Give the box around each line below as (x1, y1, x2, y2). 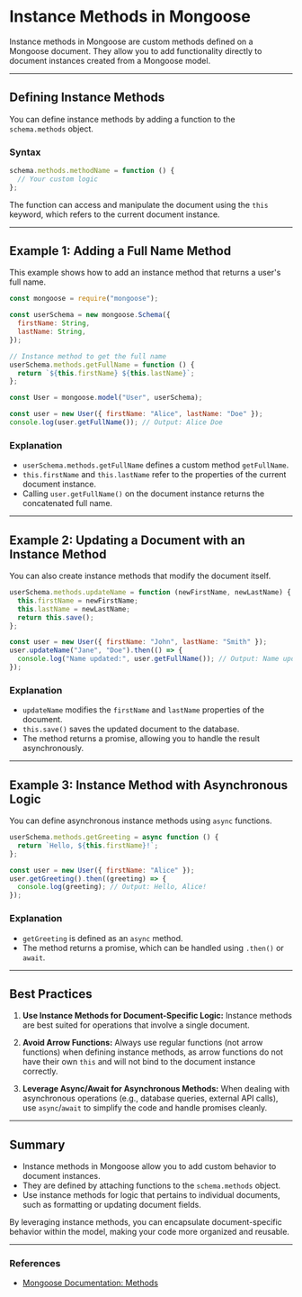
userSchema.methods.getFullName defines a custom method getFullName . (22, 459, 289, 470)
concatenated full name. (22, 498, 113, 509)
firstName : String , (17, 319, 91, 328)
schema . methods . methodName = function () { (9, 167, 175, 176)
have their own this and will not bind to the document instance (22, 1057, 256, 1067)
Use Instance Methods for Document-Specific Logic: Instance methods (22, 1011, 292, 1021)
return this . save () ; (17, 612, 94, 622)
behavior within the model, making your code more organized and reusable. (9, 1227, 290, 1238)
